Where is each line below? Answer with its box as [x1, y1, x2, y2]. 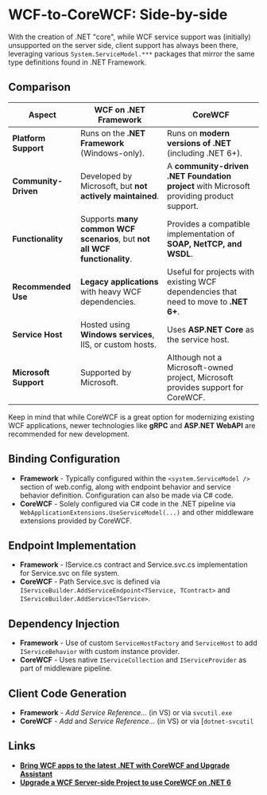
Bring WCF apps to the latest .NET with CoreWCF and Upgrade [19, 760, 230, 770]
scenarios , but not [80, 233, 151, 244]
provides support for [166, 381, 244, 392]
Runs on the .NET [80, 128, 145, 139]
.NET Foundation [166, 170, 232, 181]
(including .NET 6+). [166, 148, 242, 159]
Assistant [19, 769, 53, 778]
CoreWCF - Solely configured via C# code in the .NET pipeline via [19, 498, 236, 508]
